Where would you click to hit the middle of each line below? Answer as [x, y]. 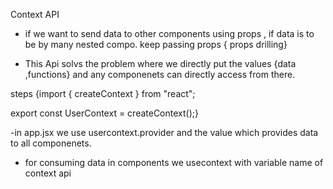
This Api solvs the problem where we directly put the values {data [160, 63]
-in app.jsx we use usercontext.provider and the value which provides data [164, 132]
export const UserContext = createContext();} [104, 113]
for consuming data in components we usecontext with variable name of [174, 162]
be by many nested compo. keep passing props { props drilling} [156, 44]
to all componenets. [51, 143]
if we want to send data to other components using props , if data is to [169, 33]
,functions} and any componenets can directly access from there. [160, 74]
